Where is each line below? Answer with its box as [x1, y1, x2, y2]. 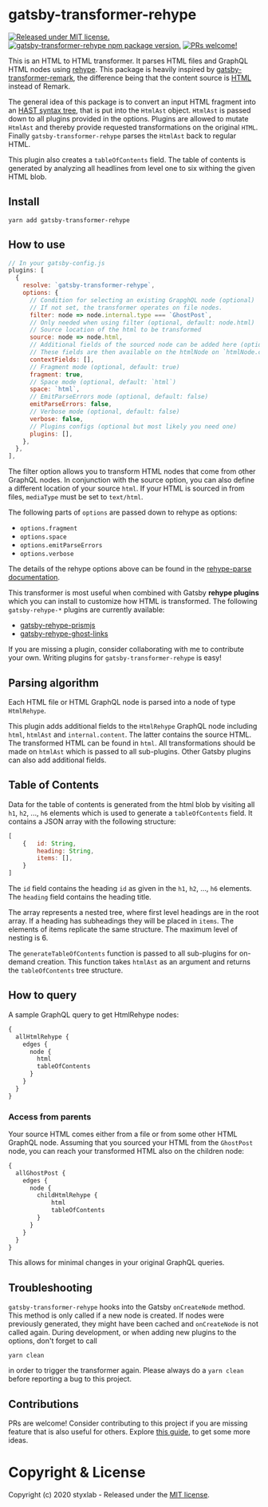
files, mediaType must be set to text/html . [8, 492, 144, 502]
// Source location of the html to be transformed [29, 326, 202, 334]
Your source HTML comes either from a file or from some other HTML [8, 1129, 238, 1139]
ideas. [8, 1436, 29, 1445]
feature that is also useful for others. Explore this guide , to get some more [8, 1427, 251, 1437]
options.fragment [19, 525, 78, 533]
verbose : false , [29, 415, 84, 423]
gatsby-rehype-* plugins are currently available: [8, 605, 165, 614]
